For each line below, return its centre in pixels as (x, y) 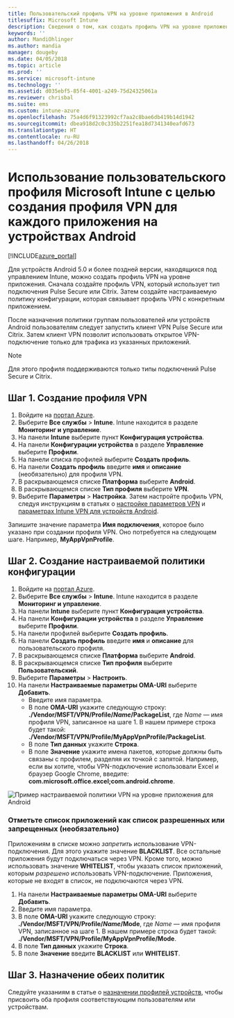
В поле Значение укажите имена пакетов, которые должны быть (125, 751)
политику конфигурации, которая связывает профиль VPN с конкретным (116, 299)
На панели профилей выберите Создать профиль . (93, 633)
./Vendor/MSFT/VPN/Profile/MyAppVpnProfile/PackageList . (117, 737)
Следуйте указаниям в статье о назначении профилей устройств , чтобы (115, 992)
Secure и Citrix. (30, 376)
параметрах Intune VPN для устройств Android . (88, 511)
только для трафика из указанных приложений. (121, 342)
